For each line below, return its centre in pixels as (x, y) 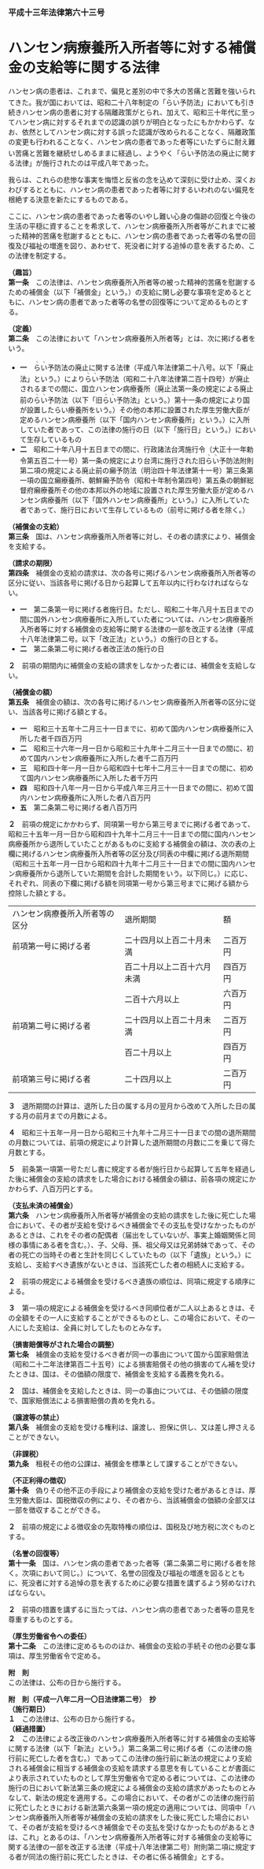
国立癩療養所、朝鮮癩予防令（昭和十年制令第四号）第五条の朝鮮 (144, 480)
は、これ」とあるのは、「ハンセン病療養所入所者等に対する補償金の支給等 (127, 1837)
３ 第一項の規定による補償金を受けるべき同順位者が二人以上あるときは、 (128, 1308)
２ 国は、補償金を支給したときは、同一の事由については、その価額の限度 (128, 1391)
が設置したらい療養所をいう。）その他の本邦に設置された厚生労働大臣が (134, 410)
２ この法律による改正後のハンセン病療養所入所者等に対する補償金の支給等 (132, 1738)
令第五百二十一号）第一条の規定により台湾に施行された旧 (112, 460)
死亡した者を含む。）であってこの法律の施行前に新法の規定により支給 (140, 1758)
